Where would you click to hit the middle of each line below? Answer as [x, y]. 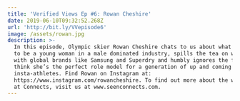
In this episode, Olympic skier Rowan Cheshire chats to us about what [123, 47]
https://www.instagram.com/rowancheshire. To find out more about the [121, 80]
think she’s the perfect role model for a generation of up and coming [123, 67]
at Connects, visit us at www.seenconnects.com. [87, 87]
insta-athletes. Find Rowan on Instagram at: [83, 73]
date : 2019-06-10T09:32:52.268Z [55, 21]
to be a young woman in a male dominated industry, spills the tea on [121, 54]
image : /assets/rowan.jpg [46, 34]
